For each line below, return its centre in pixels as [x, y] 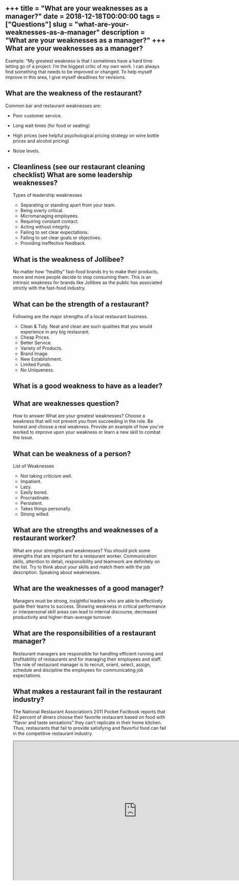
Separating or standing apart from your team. [68, 205]
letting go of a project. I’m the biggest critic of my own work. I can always [82, 66]
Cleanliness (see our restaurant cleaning [79, 167]
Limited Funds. [36, 365]
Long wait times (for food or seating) [51, 126]
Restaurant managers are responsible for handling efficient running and [88, 653]
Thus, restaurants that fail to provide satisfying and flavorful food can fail [89, 728]
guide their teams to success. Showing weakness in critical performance [89, 606]
